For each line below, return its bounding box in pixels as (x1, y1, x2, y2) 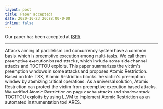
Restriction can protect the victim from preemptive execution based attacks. (5, 84, 157, 90)
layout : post (5, 7, 32, 12)
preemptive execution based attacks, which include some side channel (5, 58, 147, 64)
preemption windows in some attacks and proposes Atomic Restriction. (5, 68, 147, 74)
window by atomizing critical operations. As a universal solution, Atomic (5, 78, 149, 85)
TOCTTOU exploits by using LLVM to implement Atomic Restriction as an (5, 94, 150, 100)
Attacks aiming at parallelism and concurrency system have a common (5, 48, 147, 54)
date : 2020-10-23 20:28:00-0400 (5, 16, 70, 21)
